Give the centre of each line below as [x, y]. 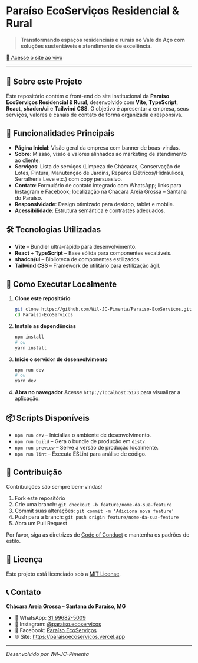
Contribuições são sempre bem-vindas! [54, 486]
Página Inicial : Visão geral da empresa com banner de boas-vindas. [97, 147]
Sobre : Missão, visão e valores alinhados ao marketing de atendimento [101, 154]
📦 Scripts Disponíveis [48, 418]
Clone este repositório [42, 298]
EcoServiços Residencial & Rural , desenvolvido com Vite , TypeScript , [92, 102]
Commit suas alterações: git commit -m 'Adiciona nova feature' [94, 511]
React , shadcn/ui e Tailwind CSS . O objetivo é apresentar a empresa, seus [98, 108]
